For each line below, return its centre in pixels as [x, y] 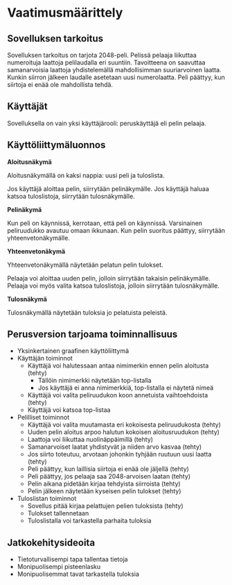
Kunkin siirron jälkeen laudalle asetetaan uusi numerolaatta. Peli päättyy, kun [116, 77]
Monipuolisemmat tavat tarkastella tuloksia [78, 574]
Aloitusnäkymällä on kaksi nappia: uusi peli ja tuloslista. [86, 175]
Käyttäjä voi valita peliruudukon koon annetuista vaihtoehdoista [118, 395]
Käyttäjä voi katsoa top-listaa [69, 410]
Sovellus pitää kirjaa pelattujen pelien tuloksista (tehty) [105, 506]
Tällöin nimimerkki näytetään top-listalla [95, 381]
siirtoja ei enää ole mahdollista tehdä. [60, 84]
